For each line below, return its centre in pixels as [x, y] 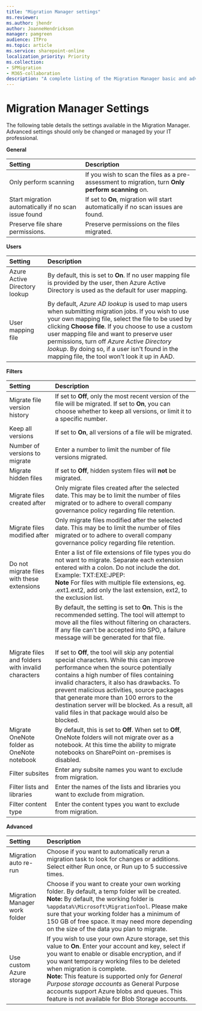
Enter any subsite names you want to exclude [119, 770]
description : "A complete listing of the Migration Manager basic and [96, 79]
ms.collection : [25, 62]
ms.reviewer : [23, 17]
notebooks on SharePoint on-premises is [113, 753]
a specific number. [81, 419]
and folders [26, 660]
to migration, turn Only [153, 182]
